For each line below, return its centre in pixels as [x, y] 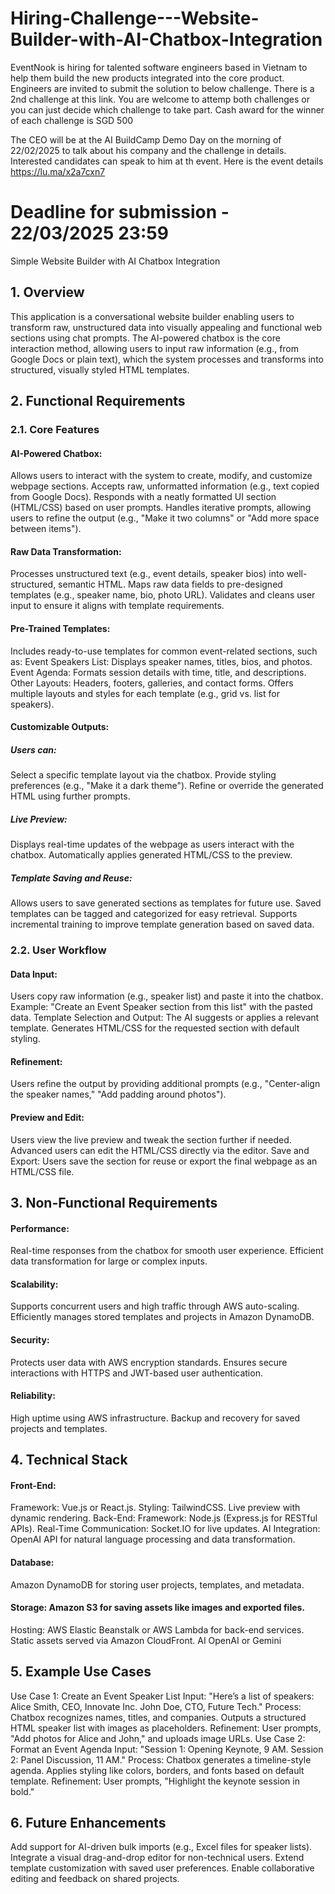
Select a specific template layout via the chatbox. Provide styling [143, 775]
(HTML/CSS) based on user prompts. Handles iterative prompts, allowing [161, 508]
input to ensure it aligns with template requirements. [117, 606]
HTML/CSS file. [42, 1171]
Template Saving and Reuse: [71, 878]
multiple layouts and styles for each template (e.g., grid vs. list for [145, 693]
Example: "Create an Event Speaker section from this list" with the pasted [161, 1007]
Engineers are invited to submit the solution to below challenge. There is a [162, 88]
